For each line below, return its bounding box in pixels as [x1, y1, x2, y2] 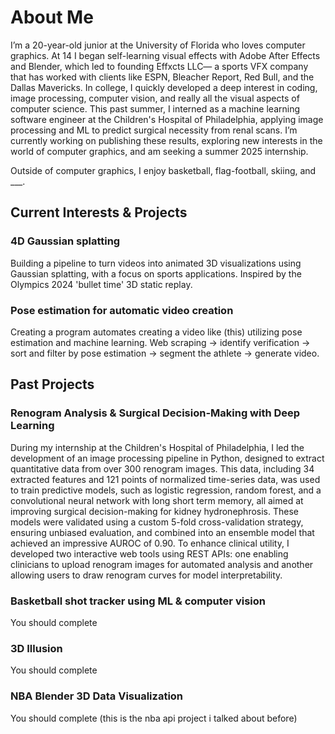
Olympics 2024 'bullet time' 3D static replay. [10, 278, 193, 290]
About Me [10, 6, 94, 29]
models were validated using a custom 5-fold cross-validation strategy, [10, 516, 304, 528]
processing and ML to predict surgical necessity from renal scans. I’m [10, 124, 298, 136]
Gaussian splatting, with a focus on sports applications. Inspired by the [10, 267, 302, 280]
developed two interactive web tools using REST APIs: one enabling [10, 547, 289, 560]
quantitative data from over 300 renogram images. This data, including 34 [10, 462, 315, 475]
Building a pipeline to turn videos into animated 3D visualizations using [10, 257, 302, 269]
